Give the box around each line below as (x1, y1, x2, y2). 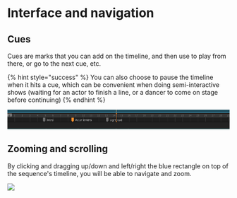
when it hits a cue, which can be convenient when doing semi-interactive (7, 81, 220, 89)
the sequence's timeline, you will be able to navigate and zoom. (7, 169, 192, 177)
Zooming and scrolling (7, 143, 108, 155)
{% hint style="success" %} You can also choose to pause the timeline (7, 73, 214, 81)
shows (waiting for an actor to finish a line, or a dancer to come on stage (7, 88, 219, 96)
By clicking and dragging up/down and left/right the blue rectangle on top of (7, 161, 229, 170)
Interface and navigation (7, 5, 154, 21)
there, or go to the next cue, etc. (7, 59, 102, 68)
